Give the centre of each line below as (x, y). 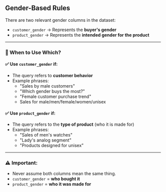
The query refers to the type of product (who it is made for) (73, 124)
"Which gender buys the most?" (52, 91)
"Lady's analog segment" (45, 140)
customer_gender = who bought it (46, 179)
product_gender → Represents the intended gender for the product (81, 35)
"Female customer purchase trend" (55, 96)
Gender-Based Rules (38, 8)
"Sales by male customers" (47, 86)
